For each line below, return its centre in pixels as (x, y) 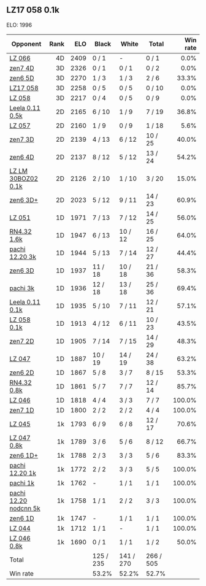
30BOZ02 (24, 179)
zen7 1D (22, 410)
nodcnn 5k (25, 508)
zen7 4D (22, 68)
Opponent (26, 44)
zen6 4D (22, 157)
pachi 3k (22, 288)
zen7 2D (22, 341)
